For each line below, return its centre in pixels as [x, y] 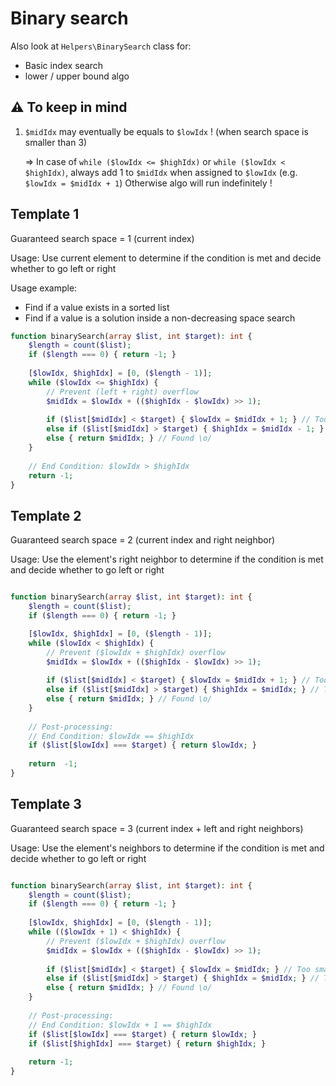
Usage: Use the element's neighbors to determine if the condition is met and [167, 848]
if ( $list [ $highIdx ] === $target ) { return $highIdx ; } [147, 1043]
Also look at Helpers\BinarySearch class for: [101, 46]
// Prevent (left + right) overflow [122, 392]
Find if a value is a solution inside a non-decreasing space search [160, 318]
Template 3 [46, 804]
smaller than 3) [56, 142]
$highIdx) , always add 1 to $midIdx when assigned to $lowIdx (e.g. [161, 172]
